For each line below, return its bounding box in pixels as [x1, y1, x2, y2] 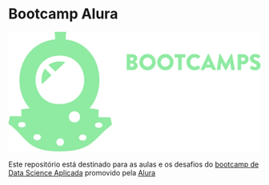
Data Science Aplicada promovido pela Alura [8, 168, 156, 178]
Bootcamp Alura [8, 5, 118, 23]
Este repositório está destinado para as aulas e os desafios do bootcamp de [8, 159, 259, 169]
